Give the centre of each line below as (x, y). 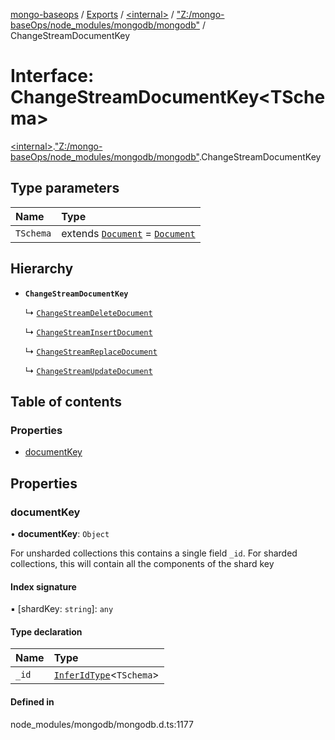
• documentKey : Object (60, 533)
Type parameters (65, 188)
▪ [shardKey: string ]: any (62, 609)
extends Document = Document (128, 233)
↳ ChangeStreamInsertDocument (88, 331)
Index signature (43, 586)
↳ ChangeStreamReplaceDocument (91, 351)
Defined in (32, 701)
